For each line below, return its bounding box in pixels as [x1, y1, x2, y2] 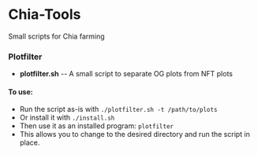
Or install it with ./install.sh [19, 113, 115, 123]
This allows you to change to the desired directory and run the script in [19, 130, 251, 139]
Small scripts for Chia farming [8, 31, 105, 41]
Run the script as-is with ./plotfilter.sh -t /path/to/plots [19, 105, 218, 114]
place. [19, 138, 40, 147]
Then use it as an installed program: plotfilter [19, 121, 174, 131]
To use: [8, 87, 33, 96]
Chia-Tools [8, 6, 81, 24]
